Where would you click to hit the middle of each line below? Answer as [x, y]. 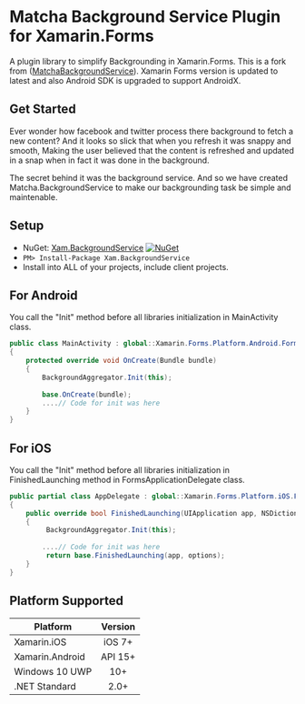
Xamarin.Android [50, 657]
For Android [44, 295]
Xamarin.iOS [40, 641]
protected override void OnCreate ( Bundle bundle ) [122, 361]
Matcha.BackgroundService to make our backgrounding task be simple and [151, 187]
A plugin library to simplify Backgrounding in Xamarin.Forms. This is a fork [148, 61]
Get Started [43, 110]
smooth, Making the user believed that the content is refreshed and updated [152, 150]
